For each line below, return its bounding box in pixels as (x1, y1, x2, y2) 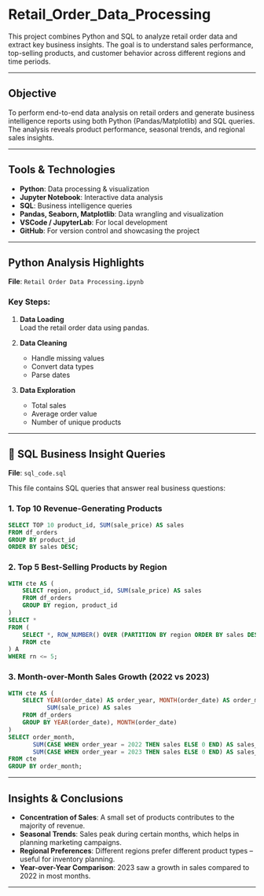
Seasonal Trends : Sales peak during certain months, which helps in (19, 829, 240, 839)
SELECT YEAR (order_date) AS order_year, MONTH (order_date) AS (22, 697, 230, 705)
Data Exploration (19, 385, 76, 394)
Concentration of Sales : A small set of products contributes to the (19, 813, 235, 822)
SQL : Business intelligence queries (19, 201, 133, 210)
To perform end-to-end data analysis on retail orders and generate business (8, 108, 255, 117)
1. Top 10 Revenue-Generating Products (8, 503, 163, 514)
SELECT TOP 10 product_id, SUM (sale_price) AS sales (8, 521, 185, 529)
